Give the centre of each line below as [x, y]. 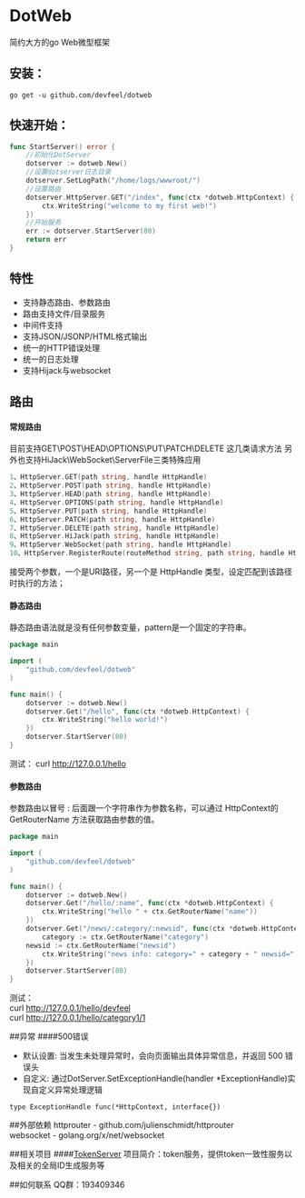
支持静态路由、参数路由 [66, 302]
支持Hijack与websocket [67, 370]
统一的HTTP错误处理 [61, 347]
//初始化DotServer [59, 155]
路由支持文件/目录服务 [64, 314]
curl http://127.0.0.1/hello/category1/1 [78, 1018]
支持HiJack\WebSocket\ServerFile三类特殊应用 [113, 460]
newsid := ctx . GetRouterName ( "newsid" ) [101, 945]
